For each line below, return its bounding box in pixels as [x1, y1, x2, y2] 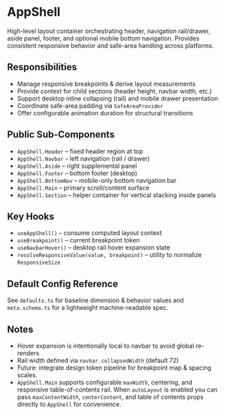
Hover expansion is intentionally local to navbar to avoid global [16, 341, 194, 350]
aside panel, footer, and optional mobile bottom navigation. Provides [7, 34, 200, 42]
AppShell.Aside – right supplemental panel [16, 161, 137, 170]
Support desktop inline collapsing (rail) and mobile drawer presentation [16, 94, 218, 102]
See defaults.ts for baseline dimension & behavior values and [7, 296, 184, 304]
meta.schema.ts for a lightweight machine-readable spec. [7, 304, 169, 312]
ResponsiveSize [16, 259, 61, 267]
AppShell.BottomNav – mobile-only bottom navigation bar [16, 176, 177, 184]
